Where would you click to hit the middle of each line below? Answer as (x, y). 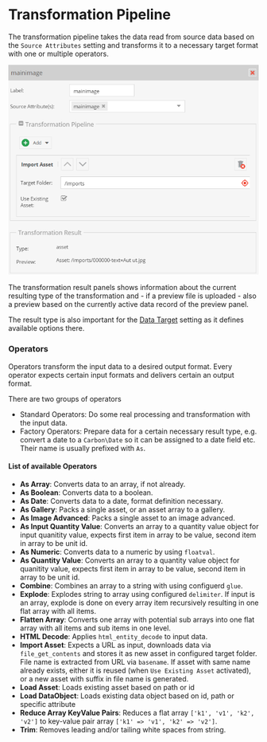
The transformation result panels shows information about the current (122, 288)
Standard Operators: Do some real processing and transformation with (135, 414)
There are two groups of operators (65, 398)
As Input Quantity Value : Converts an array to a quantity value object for (139, 526)
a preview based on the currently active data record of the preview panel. (128, 304)
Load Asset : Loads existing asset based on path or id (107, 687)
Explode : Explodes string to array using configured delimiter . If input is (137, 594)
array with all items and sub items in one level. (95, 628)
